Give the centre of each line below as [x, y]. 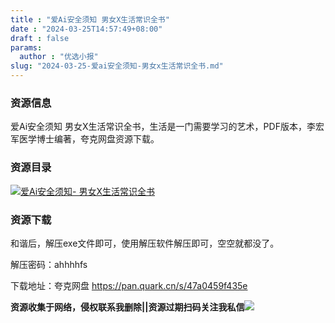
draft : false [40, 38]
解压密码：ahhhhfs [49, 264]
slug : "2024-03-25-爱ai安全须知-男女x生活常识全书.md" [117, 66]
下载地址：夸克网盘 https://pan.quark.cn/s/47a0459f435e [129, 285]
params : [26, 47]
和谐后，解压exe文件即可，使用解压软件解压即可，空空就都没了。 [145, 243]
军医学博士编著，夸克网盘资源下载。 [85, 139]
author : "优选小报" [59, 57]
